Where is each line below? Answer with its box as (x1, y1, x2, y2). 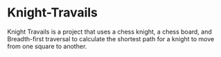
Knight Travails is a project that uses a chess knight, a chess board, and (7, 27, 213, 36)
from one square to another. (7, 42, 87, 50)
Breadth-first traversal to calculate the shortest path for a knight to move (7, 34, 215, 43)
